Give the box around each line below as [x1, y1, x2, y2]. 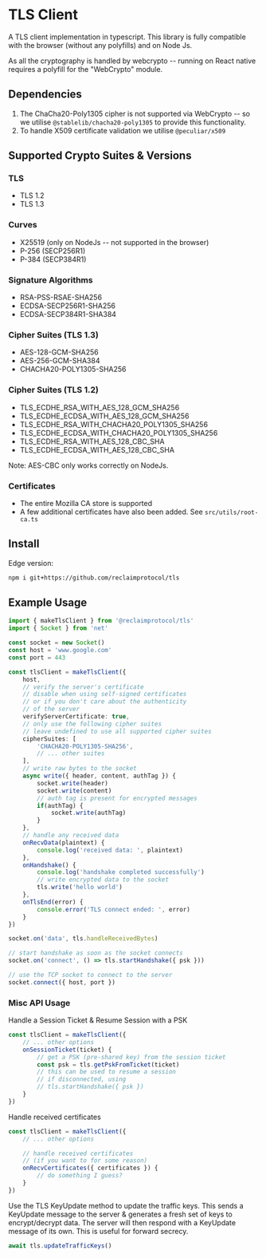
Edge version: [8, 558, 54, 568]
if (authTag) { [37, 801, 84, 809]
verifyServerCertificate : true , [22, 713, 130, 721]
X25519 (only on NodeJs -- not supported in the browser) [19, 237, 209, 247]
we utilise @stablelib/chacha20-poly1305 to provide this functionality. [19, 117, 247, 127]
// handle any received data [22, 832, 119, 840]
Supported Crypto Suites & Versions [8, 149, 192, 163]
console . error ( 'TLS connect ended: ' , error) [37, 905, 191, 913]
